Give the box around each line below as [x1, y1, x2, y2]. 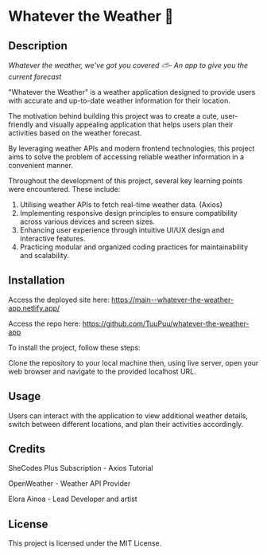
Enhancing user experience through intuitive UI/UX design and [19, 225, 225, 234]
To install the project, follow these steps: [8, 343, 141, 352]
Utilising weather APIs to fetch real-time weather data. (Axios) [19, 200, 222, 209]
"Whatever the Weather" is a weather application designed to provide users [8, 88, 256, 96]
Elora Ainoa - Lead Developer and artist [8, 494, 137, 504]
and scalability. [19, 251, 69, 260]
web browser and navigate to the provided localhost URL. [8, 366, 196, 376]
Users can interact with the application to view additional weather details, [8, 410, 249, 421]
